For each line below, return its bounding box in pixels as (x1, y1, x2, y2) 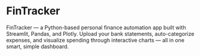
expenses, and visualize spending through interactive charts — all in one (6, 36, 185, 43)
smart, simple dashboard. (6, 43, 69, 50)
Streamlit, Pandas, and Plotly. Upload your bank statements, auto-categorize (6, 30, 195, 37)
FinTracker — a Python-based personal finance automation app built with (6, 24, 186, 31)
